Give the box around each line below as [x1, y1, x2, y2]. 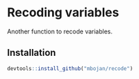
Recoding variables [7, 5, 120, 20]
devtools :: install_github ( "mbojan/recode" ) [7, 65, 134, 72]
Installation [7, 47, 56, 59]
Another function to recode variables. [7, 27, 113, 35]
